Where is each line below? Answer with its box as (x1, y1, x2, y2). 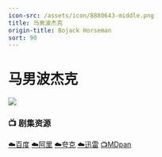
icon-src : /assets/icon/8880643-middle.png (8, 11, 155, 20)
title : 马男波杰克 (8, 19, 64, 27)
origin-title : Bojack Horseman (8, 26, 112, 34)
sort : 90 (8, 33, 37, 42)
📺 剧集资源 (8, 118, 52, 129)
